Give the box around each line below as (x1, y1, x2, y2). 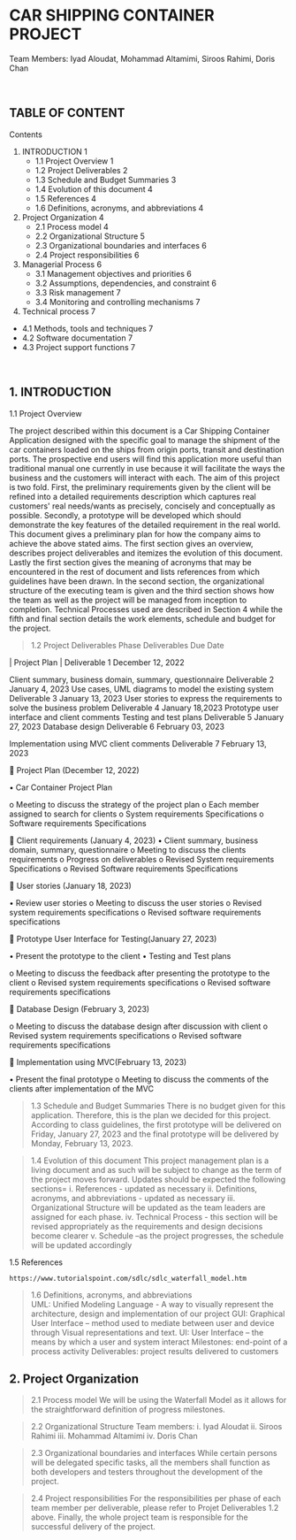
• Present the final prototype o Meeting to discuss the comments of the (9, 1074, 269, 1084)
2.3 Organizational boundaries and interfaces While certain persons (30, 1448, 277, 1459)
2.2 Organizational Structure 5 (34, 231, 146, 241)
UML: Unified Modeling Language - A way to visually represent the (30, 1299, 274, 1309)
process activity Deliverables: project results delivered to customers (30, 1345, 279, 1356)
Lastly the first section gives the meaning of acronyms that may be (9, 556, 252, 567)
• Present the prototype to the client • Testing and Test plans (9, 950, 231, 961)
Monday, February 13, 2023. (30, 1138, 133, 1148)
